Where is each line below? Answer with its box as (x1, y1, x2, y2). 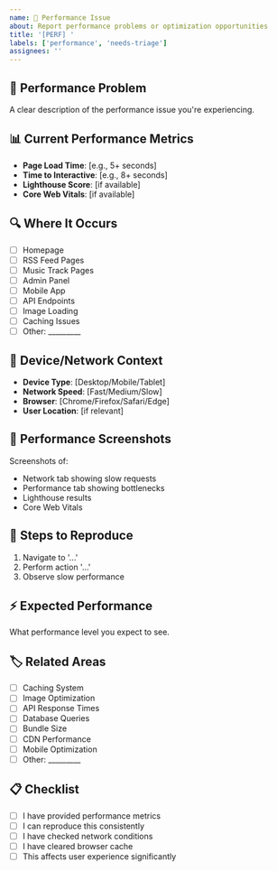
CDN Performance (22, 733, 92, 745)
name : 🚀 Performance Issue (9, 13, 111, 23)
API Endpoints (22, 295, 75, 306)
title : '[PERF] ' (9, 30, 75, 39)
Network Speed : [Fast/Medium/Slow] (22, 385, 162, 397)
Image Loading (22, 305, 78, 316)
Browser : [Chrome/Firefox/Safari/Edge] (22, 395, 170, 406)
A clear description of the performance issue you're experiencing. (9, 104, 255, 115)
